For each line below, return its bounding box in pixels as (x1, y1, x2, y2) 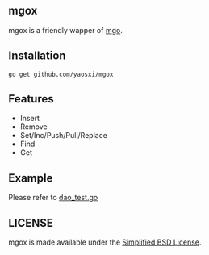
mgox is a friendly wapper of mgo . (8, 25, 123, 35)
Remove (19, 122, 48, 132)
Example (8, 171, 53, 185)
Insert (19, 114, 40, 123)
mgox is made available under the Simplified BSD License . (8, 237, 202, 247)
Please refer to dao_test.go (8, 193, 98, 203)
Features (8, 92, 54, 106)
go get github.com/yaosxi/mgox (8, 70, 114, 78)
